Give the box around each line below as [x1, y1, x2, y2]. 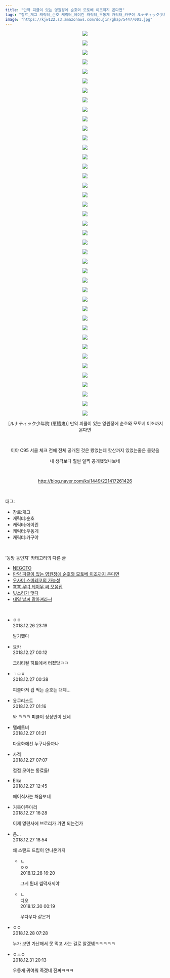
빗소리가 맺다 [12, 590, 39, 596]
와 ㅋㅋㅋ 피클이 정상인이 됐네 [12, 714, 71, 720]
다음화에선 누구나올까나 [12, 741, 59, 747]
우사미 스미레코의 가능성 [12, 578, 61, 584]
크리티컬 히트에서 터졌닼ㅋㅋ [12, 660, 69, 666]
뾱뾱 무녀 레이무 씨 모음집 [12, 584, 63, 590]
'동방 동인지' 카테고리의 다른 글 [5, 555, 66, 561]
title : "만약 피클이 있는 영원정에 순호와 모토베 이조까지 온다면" [5, 7, 125, 13]
